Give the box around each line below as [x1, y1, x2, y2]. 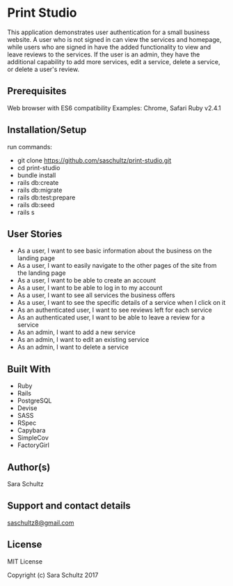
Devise [17, 404, 38, 412]
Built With [7, 363, 51, 375]
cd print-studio [17, 163, 61, 172]
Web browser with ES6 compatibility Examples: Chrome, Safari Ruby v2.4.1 [7, 103, 221, 112]
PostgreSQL [17, 396, 52, 405]
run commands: [7, 142, 52, 151]
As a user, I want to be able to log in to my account [17, 284, 163, 292]
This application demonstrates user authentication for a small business [7, 28, 210, 36]
